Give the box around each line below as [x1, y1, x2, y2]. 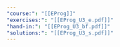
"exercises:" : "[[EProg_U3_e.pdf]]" [6, 17, 114, 23]
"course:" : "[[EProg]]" [6, 10, 76, 17]
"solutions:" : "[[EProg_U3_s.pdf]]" [6, 29, 114, 37]
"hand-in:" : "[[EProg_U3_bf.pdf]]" [6, 23, 111, 30]
